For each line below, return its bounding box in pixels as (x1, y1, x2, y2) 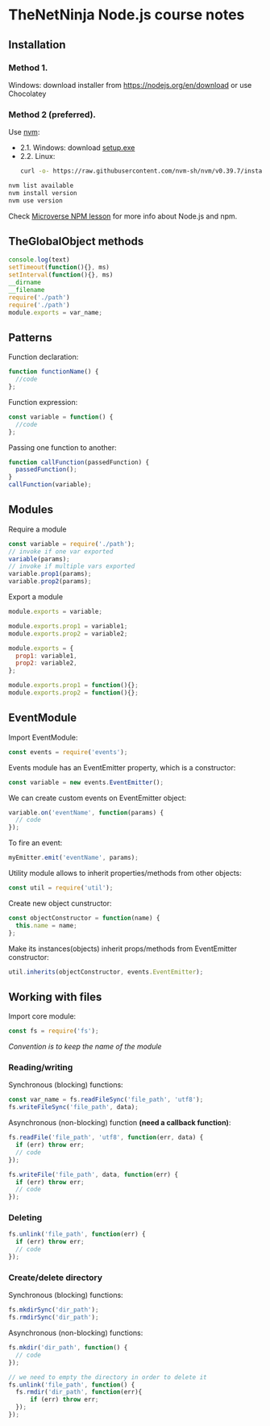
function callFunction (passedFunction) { (8, 458, 150, 466)
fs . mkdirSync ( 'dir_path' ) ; (8, 1306, 99, 1314)
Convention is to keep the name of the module (8, 1042, 163, 1052)
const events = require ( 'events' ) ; (8, 748, 128, 756)
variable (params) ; (8, 555, 70, 563)
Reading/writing (8, 1062, 73, 1074)
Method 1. (8, 62, 48, 73)
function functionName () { (8, 368, 99, 376)
